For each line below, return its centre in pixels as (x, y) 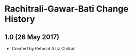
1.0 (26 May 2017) (32, 37)
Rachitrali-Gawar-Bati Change (66, 9)
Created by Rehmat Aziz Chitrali (43, 49)
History (20, 19)
